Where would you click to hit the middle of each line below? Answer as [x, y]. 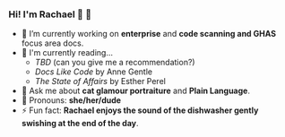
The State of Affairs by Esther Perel [100, 81]
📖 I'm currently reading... [67, 53]
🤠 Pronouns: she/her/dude [71, 100]
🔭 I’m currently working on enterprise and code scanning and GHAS [149, 34]
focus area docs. [52, 43]
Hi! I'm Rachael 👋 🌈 [50, 14]
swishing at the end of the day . [80, 124]
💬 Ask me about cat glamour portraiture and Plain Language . [135, 91]
